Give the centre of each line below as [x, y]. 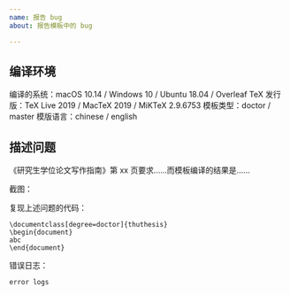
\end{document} [37, 248]
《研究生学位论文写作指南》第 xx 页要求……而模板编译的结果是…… [130, 170]
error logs [29, 283]
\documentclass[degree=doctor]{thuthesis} [88, 225]
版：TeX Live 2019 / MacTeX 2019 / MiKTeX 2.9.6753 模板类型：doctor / [140, 105]
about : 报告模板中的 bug [51, 26]
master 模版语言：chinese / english [73, 117]
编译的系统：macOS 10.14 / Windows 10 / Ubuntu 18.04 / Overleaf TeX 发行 [145, 95]
